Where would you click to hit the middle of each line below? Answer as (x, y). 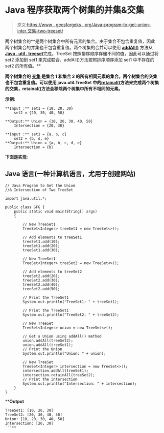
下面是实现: (17, 157)
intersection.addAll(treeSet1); (56, 371)
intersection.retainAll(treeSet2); (59, 375)
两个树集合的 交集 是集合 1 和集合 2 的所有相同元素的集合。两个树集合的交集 (81, 76)
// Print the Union (43, 349)
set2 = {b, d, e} (32, 138)
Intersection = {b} (34, 147)
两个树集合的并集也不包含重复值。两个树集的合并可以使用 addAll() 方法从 (79, 47)
